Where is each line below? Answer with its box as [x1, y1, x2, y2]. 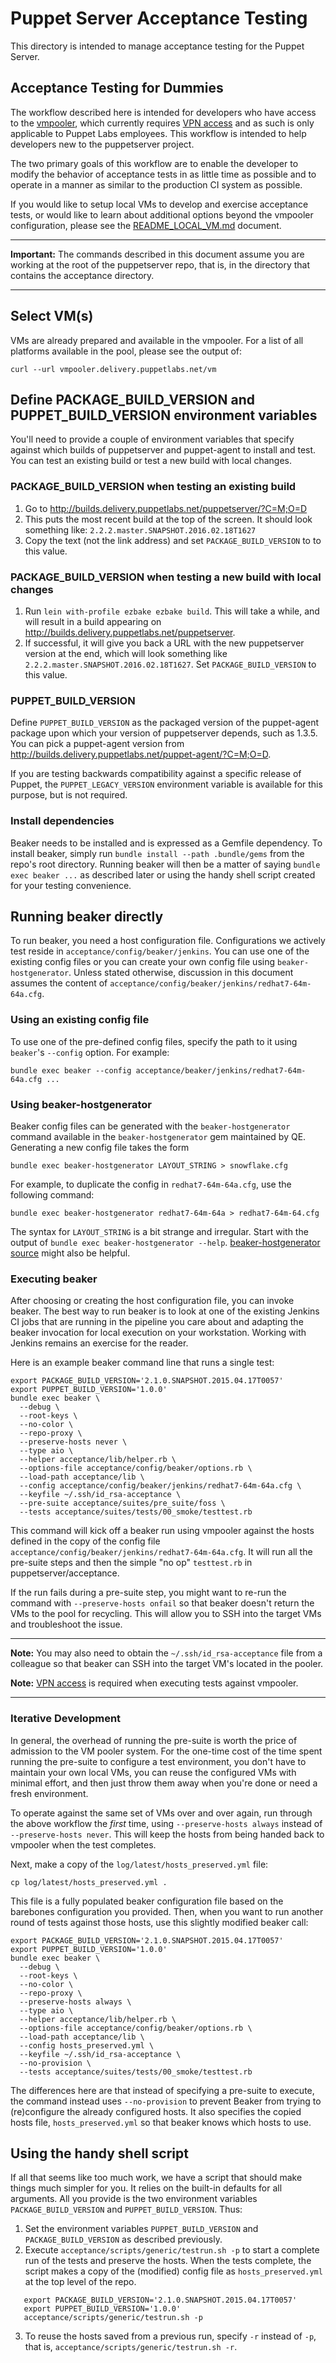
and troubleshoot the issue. [10, 1618, 123, 1631]
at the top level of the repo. [24, 2276, 137, 2288]
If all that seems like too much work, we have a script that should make [10, 2172, 303, 2184]
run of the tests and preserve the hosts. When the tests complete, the [24, 2255, 312, 2267]
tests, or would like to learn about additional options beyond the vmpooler [10, 208, 314, 221]
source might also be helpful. [10, 1247, 131, 1259]
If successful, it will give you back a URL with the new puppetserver [24, 637, 305, 649]
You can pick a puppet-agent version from [10, 738, 185, 750]
